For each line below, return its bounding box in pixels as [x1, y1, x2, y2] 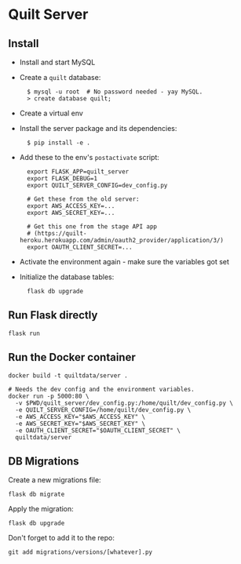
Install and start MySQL [19, 57, 96, 67]
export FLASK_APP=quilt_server [27, 168, 130, 176]
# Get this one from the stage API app [27, 223, 157, 231]
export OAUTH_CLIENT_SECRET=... [27, 243, 133, 251]
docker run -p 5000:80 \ [8, 392, 89, 400]
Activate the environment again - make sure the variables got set [19, 257, 230, 266]
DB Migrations [8, 455, 80, 468]
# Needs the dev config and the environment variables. [8, 385, 195, 393]
